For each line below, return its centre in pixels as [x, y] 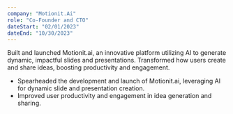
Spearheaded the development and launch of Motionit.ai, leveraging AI [119, 81]
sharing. [29, 103]
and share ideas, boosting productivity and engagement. [89, 67]
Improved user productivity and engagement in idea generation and [114, 96]
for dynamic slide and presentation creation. [81, 88]
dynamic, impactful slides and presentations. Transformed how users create [117, 60]
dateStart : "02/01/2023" [43, 26]
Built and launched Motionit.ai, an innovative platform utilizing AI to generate [117, 53]
